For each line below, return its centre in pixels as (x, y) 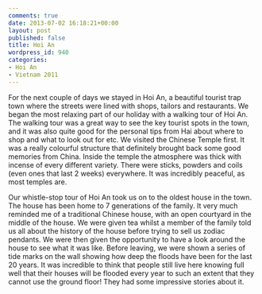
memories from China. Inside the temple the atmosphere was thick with (125, 157)
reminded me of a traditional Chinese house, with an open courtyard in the (130, 214)
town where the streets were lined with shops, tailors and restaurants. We (128, 106)
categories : (28, 60)
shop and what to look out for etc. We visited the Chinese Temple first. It (126, 139)
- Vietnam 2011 (33, 75)
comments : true (33, 15)
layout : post (30, 30)
